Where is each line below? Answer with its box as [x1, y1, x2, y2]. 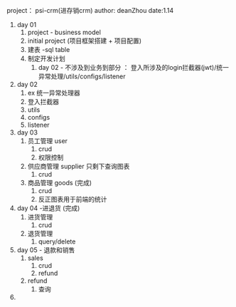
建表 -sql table [27, 46, 70, 53]
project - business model [27, 28, 101, 36]
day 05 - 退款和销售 [16, 246, 75, 254]
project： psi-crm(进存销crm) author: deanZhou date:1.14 [6, 6, 174, 14]
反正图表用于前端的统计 [38, 195, 107, 203]
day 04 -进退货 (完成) [16, 204, 80, 212]
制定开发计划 [27, 54, 65, 63]
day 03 [16, 128, 38, 137]
